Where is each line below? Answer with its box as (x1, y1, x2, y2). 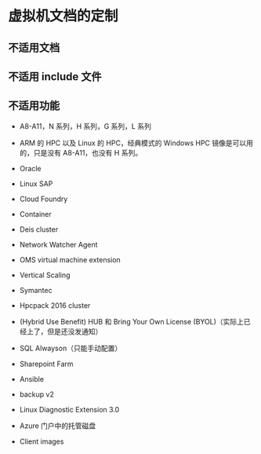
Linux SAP (19, 178, 53, 189)
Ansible (19, 374, 45, 383)
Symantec (19, 285, 53, 295)
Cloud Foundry (19, 194, 68, 203)
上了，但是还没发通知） (26, 327, 103, 336)
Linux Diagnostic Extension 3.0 (19, 405, 120, 414)
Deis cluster (19, 225, 59, 234)
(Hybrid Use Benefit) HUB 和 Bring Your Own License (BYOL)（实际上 (19, 317, 245, 326)
